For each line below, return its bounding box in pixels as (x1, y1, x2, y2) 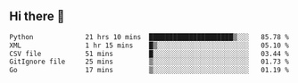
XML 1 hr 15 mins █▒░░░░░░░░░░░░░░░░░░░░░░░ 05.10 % (9, 41, 290, 50)
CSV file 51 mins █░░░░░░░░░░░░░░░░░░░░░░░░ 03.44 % (9, 49, 290, 58)
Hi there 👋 (9, 9, 65, 24)
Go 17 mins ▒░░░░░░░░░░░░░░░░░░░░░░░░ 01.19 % (9, 66, 290, 75)
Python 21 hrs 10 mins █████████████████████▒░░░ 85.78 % (9, 32, 290, 41)
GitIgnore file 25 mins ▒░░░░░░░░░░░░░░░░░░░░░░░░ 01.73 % (9, 57, 290, 67)
